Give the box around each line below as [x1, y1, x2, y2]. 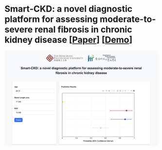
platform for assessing [4, 14, 98, 25]
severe [4, 24, 33, 35]
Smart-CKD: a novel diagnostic [4, 3, 132, 15]
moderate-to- [100, 14, 156, 25]
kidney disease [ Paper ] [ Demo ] [4, 34, 132, 46]
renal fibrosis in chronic [34, 24, 132, 35]
